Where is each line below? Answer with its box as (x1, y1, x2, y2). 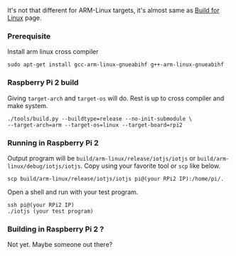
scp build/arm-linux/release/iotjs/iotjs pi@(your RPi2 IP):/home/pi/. (7, 175, 224, 182)
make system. (7, 101, 48, 110)
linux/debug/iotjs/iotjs (7, 163, 81, 170)
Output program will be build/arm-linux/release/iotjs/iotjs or (7, 154, 196, 162)
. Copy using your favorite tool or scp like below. (80, 161, 221, 170)
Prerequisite (7, 31, 51, 41)
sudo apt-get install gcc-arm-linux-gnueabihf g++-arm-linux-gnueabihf (7, 61, 224, 68)
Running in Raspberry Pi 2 (7, 138, 99, 148)
